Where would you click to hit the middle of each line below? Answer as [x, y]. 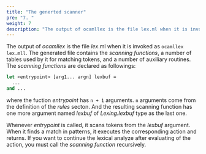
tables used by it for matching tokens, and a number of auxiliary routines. [99, 59]
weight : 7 [19, 23]
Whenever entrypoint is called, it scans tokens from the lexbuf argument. [98, 125]
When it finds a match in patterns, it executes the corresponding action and [102, 131]
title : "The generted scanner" [46, 12]
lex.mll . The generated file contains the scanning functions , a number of [99, 53]
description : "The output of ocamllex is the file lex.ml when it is [97, 29]
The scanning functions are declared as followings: [71, 66]
